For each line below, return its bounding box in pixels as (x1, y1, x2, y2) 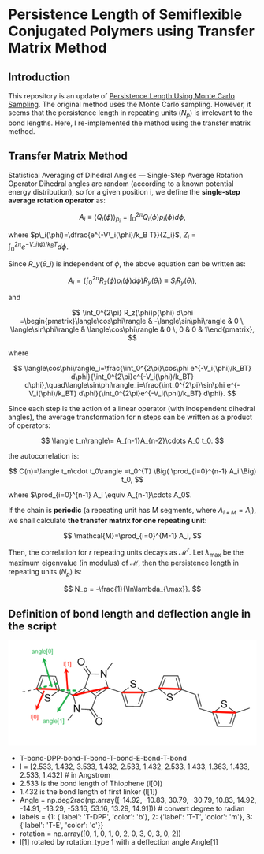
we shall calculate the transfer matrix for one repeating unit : (8, 515, 207, 525)
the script (8, 619, 57, 633)
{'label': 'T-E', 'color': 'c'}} (19, 820, 104, 830)
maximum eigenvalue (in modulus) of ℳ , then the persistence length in (8, 558, 239, 568)
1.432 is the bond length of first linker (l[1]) (19, 786, 158, 796)
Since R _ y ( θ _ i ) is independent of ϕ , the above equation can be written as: (8, 258, 246, 269)
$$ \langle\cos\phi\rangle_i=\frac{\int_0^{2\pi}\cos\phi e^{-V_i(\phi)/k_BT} (13, 364, 252, 373)
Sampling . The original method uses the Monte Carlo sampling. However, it (8, 100, 251, 109)
